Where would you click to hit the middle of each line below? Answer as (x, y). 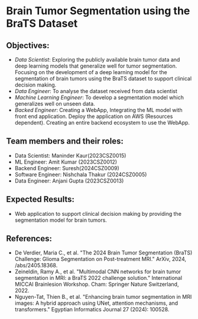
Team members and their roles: (65, 141)
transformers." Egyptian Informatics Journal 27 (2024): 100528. (92, 310)
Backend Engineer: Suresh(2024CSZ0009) (67, 168)
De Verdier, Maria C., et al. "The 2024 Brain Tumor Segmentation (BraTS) (103, 253)
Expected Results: (40, 200)
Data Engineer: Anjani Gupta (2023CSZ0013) (69, 181)
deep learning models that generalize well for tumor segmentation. (96, 66)
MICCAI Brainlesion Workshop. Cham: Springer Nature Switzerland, (97, 284)
